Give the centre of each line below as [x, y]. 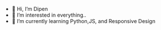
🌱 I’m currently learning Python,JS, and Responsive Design [83, 21]
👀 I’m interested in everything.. [49, 15]
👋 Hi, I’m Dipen [30, 9]
